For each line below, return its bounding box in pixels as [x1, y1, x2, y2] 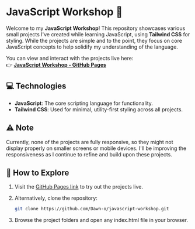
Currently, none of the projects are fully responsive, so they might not [6, 138, 173, 145]
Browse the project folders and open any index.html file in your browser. [14, 217, 189, 224]
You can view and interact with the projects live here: [6, 54, 134, 61]
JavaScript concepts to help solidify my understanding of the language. [6, 43, 178, 50]
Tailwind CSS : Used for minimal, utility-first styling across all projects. [14, 105, 183, 113]
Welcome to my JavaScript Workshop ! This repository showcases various [6, 25, 186, 32]
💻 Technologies [6, 81, 67, 91]
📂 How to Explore [6, 168, 69, 177]
